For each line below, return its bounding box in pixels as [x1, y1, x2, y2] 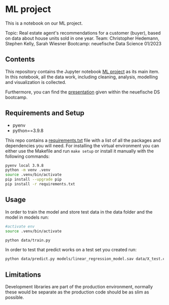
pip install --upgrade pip [5, 177, 62, 182]
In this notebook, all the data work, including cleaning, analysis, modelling [5, 74, 158, 80]
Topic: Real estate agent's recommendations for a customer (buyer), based [5, 30, 161, 36]
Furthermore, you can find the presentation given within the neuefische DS [5, 89, 160, 95]
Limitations [5, 270, 41, 279]
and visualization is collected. [5, 79, 66, 85]
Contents [5, 55, 35, 64]
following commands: [5, 153, 50, 159]
